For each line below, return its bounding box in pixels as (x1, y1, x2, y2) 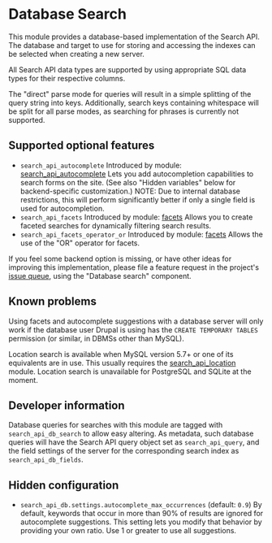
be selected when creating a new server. (8, 49, 145, 59)
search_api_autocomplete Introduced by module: (19, 160, 183, 170)
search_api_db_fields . (8, 454, 84, 464)
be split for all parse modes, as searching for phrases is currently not (8, 106, 240, 116)
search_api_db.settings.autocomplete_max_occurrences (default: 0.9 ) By (19, 500, 262, 510)
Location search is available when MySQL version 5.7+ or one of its (8, 349, 234, 358)
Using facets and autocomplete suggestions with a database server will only (8, 316, 264, 326)
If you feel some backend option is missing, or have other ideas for (8, 254, 232, 263)
